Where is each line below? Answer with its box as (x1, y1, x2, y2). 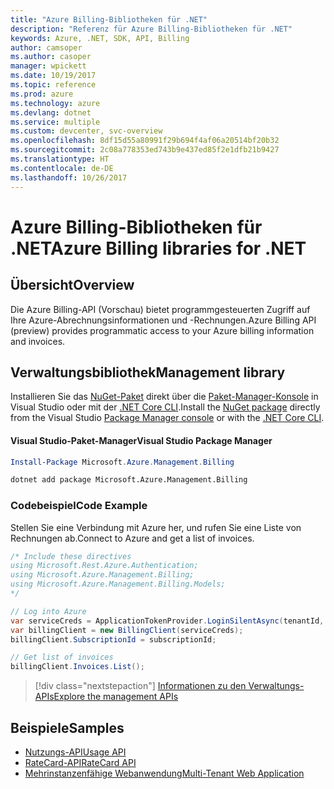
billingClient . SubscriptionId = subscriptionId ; (10, 634, 217, 645)
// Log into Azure (10, 606, 87, 616)
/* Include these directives (10, 551, 132, 561)
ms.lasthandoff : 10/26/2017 (10, 172, 128, 183)
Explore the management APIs (53, 691, 179, 703)
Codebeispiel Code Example (10, 499, 148, 513)
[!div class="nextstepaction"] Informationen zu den (34, 680, 247, 692)
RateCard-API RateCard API (24, 757, 137, 768)
